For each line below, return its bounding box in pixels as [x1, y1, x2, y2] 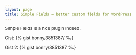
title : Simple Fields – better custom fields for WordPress [5, 12, 132, 17]
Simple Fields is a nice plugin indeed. [5, 25, 81, 31]
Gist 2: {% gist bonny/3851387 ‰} [5, 44, 76, 50]
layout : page [5, 7, 32, 12]
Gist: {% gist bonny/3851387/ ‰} [5, 35, 74, 41]
